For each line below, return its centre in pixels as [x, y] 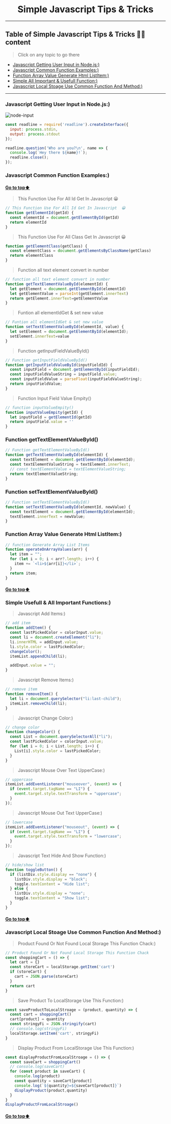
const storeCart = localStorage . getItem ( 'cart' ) [62, 967]
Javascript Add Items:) [41, 614]
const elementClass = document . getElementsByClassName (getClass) [81, 251]
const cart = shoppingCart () [41, 1014]
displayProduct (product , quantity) [51, 1090]
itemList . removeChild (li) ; [38, 703]
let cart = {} [25, 962]
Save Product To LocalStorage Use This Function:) [70, 1000]
